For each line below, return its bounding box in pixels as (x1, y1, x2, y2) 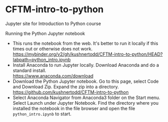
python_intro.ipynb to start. (12, 111, 72, 117)
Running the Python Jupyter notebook (5, 30, 86, 36)
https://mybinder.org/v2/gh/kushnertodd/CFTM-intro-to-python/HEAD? (12, 51, 163, 57)
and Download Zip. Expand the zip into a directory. (12, 83, 119, 90)
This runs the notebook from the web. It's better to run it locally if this (12, 40, 159, 46)
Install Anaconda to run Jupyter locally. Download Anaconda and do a (12, 62, 159, 68)
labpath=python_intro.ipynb (12, 56, 71, 62)
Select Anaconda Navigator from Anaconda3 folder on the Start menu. (12, 94, 160, 101)
